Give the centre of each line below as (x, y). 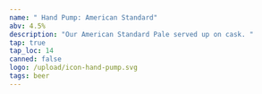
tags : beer (30, 76)
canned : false (36, 59)
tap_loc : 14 (31, 51)
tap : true (28, 43)
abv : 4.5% (28, 26)
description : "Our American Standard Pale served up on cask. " (131, 34)
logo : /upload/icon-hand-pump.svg (74, 68)
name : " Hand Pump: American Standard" (84, 17)
